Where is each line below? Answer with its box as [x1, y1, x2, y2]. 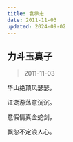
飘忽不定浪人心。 [7, 127, 56, 136]
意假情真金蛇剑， [7, 113, 56, 121]
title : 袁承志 [7, 10, 45, 17]
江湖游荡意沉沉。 [7, 98, 56, 107]
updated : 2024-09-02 [7, 23, 67, 30]
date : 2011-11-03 [7, 17, 57, 24]
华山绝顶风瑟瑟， [7, 84, 56, 92]
